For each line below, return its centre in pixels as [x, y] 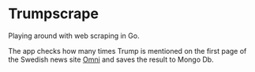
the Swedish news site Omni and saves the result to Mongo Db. [111, 59]
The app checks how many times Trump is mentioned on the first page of [127, 51]
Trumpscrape [53, 14]
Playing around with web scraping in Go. [74, 36]
